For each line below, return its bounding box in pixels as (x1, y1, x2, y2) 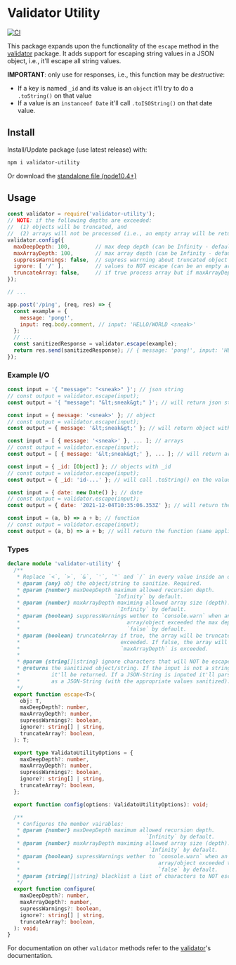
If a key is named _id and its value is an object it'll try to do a (17, 84, 194, 92)
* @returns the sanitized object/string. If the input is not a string (16, 665, 231, 672)
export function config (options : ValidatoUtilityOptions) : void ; (13, 801, 209, 808)
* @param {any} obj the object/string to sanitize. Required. (16, 579, 202, 587)
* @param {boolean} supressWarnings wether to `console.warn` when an (16, 853, 228, 860)
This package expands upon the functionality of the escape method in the (7, 41, 219, 50)
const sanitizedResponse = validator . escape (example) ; (13, 341, 178, 348)
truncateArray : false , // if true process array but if (13, 269, 193, 277)
